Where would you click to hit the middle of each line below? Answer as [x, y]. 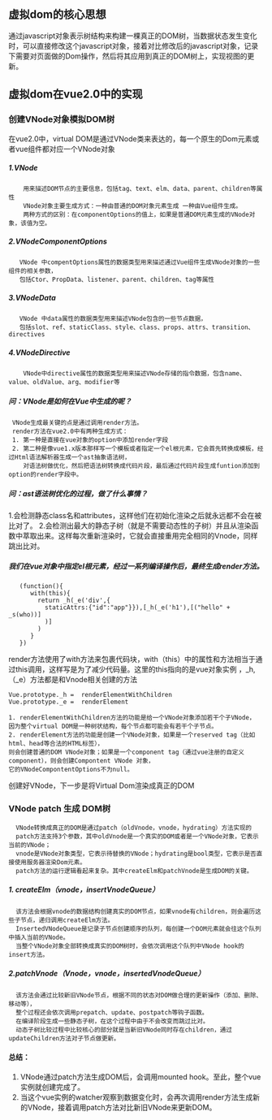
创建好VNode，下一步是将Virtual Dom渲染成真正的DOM [101, 785]
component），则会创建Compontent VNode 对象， [82, 761]
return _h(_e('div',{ [74, 601]
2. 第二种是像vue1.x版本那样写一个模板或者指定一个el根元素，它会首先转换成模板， [135, 449]
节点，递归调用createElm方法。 [67, 920]
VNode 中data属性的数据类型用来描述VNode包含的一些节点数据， [113, 319]
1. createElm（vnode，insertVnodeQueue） [84, 890]
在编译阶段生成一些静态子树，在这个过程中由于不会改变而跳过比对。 [112, 1021]
